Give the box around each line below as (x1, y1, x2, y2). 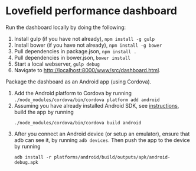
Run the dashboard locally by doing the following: (5, 24, 126, 31)
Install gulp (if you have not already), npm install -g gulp (14, 35, 155, 42)
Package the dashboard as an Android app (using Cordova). (5, 78, 152, 85)
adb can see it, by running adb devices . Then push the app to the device (14, 136, 190, 143)
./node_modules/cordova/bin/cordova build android (14, 120, 142, 125)
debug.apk (14, 159, 39, 165)
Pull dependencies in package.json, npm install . (14, 47, 137, 54)
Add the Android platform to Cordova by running (14, 89, 132, 96)
